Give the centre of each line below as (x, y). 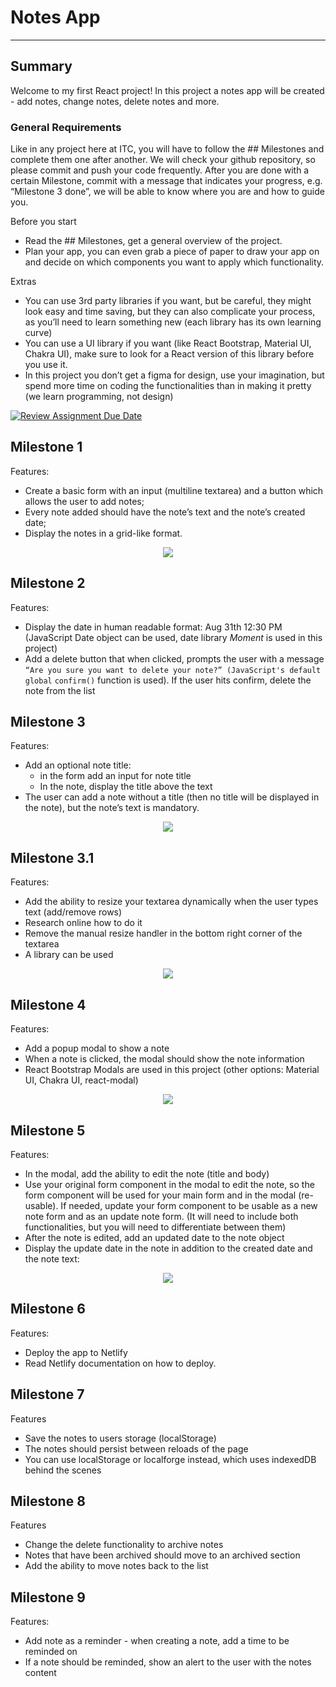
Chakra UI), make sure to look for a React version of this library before (169, 354)
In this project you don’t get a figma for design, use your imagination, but (174, 375)
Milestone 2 (48, 583)
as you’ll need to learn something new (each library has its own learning (173, 322)
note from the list (60, 690)
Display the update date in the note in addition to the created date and (168, 1248)
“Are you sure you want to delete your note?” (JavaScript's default (173, 670)
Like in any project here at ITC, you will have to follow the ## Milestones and (167, 149)
